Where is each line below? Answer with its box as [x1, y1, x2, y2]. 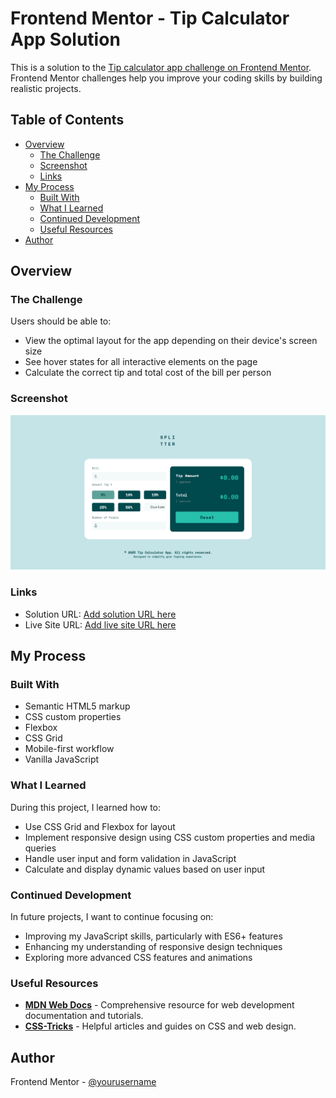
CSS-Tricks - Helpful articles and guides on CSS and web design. [24, 1020, 297, 1032]
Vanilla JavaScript [24, 753, 100, 766]
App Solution [10, 28, 121, 51]
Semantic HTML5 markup [24, 700, 131, 712]
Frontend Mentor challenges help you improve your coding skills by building [10, 72, 323, 84]
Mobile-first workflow [24, 743, 115, 755]
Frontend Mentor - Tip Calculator [10, 7, 290, 30]
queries [24, 842, 57, 854]
